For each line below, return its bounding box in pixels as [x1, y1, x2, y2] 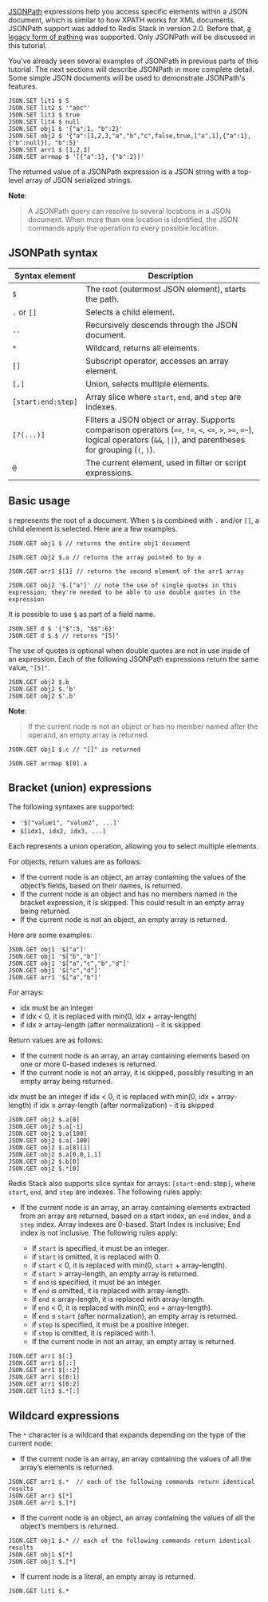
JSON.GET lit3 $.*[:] [8, 1387, 81, 1395]
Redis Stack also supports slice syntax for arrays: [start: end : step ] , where [8, 1179, 256, 1189]
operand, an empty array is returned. [27, 730, 149, 739]
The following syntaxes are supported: [8, 802, 135, 812]
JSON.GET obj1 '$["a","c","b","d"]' [8, 959, 130, 968]
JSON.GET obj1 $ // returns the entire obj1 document [8, 539, 191, 548]
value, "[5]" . [8, 663, 50, 672]
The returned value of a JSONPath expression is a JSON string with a [8, 167, 237, 176]
